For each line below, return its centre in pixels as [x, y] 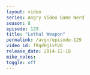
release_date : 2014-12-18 [38, 51]
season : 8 [19, 23]
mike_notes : [21, 57]
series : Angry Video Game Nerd [45, 18]
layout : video [24, 12]
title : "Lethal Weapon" [36, 34]
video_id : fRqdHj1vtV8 [34, 46]
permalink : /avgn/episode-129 [44, 40]
